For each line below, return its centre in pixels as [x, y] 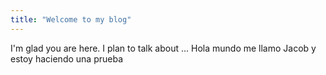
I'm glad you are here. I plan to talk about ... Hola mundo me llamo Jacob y [163, 48]
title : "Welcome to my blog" [71, 19]
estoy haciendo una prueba [66, 58]
